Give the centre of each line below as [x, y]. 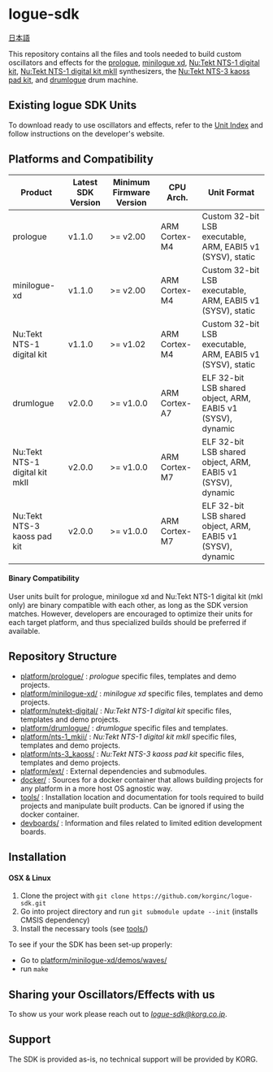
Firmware [131, 192]
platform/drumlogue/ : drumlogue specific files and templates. [124, 727]
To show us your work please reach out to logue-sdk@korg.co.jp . [118, 1013]
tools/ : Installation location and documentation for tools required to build [142, 796]
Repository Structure [63, 656]
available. [24, 631]
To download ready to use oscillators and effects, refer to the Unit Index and [136, 125]
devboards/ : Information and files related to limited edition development [141, 822]
